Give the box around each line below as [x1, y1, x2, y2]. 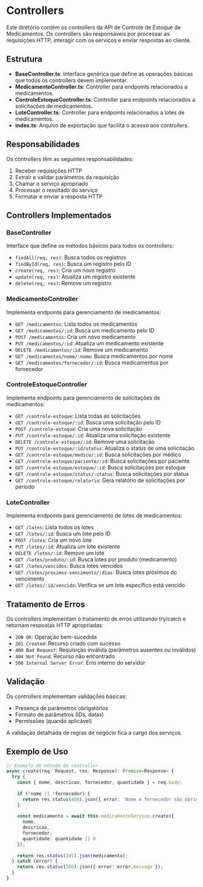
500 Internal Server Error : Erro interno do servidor [14, 659, 146, 666]
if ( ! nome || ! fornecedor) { [17, 791, 91, 797]
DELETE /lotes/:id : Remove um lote [14, 549, 105, 557]
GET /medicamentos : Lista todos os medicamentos [14, 320, 138, 328]
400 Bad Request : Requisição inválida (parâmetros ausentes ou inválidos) [14, 646, 196, 653]
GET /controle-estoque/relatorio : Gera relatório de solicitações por [14, 476, 185, 484]
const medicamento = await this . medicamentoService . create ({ [17, 813, 174, 819]
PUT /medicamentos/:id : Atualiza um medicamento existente [14, 340, 164, 347]
